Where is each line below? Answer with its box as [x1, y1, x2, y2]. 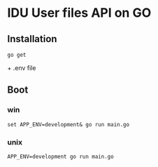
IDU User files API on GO [7, 5, 152, 21]
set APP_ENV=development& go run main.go [7, 121, 130, 128]
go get [7, 51, 27, 58]
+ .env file [7, 64, 36, 72]
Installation [7, 33, 57, 45]
